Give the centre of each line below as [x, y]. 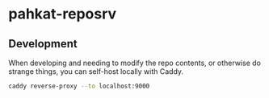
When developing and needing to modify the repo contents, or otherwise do [134, 63]
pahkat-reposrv [63, 14]
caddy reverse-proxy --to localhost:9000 [79, 86]
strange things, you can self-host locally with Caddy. [96, 71]
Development [43, 44]
